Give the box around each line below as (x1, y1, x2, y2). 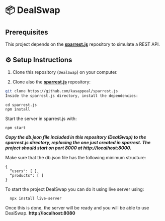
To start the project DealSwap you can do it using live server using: (5, 186, 144, 192)
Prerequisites (5, 28, 48, 36)
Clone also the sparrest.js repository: (12, 79, 91, 85)
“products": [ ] (10, 173, 44, 178)
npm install (5, 106, 30, 112)
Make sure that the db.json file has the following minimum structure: (5, 154, 146, 160)
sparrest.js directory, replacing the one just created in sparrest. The (5, 139, 151, 145)
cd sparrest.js (5, 102, 37, 107)
